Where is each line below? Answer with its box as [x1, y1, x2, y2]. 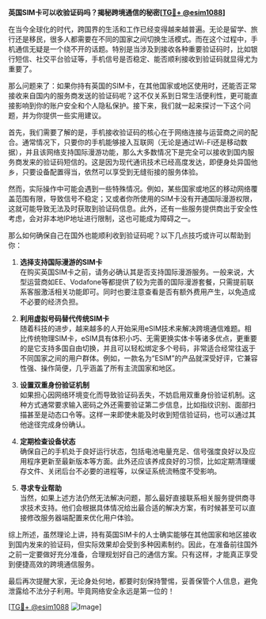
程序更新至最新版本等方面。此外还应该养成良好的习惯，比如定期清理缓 [26, 457, 256, 466]
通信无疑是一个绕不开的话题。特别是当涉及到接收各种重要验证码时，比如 [14, 44, 251, 54]
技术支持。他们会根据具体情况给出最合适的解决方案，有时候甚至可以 [26, 503, 249, 512]
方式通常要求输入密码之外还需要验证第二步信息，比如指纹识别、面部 [26, 400, 249, 409]
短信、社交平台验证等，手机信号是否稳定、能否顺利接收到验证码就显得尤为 [14, 55, 258, 63]
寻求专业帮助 [19, 483, 62, 492]
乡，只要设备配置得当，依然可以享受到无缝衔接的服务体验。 [8, 167, 203, 177]
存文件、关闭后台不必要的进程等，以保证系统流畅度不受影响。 [19, 467, 222, 476]
